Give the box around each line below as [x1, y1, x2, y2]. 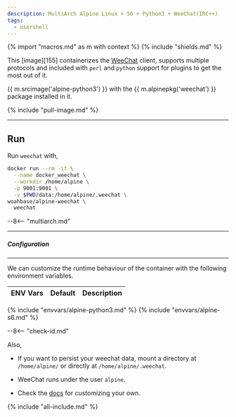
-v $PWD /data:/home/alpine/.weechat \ [13, 191, 128, 198]
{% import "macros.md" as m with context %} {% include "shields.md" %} [7, 43, 223, 51]
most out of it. [7, 71, 48, 79]
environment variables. [7, 271, 74, 280]
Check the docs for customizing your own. [17, 389, 141, 397]
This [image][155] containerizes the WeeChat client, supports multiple [7, 56, 209, 65]
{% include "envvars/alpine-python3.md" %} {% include [7, 306, 171, 314]
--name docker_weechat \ [13, 172, 86, 179]
